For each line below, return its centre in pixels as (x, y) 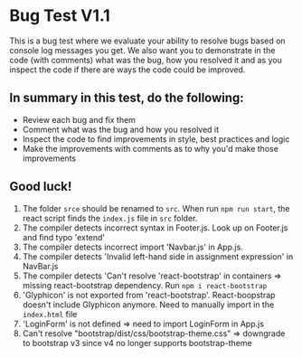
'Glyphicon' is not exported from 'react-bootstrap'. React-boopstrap (149, 295)
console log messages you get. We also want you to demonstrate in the (142, 50)
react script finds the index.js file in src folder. (110, 218)
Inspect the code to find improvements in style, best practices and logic (156, 139)
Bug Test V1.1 (60, 16)
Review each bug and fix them (79, 119)
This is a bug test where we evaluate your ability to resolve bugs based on (148, 41)
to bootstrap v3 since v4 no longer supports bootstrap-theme (137, 343)
